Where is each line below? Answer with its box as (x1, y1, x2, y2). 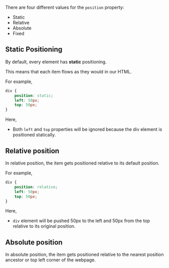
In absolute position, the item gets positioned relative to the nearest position (5, 252, 164, 258)
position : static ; (14, 93, 53, 98)
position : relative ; (14, 184, 58, 190)
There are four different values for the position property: (5, 5, 124, 10)
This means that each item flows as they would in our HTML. (5, 68, 132, 74)
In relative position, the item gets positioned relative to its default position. (5, 160, 160, 166)
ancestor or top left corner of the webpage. (5, 257, 96, 263)
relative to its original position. (12, 223, 76, 229)
